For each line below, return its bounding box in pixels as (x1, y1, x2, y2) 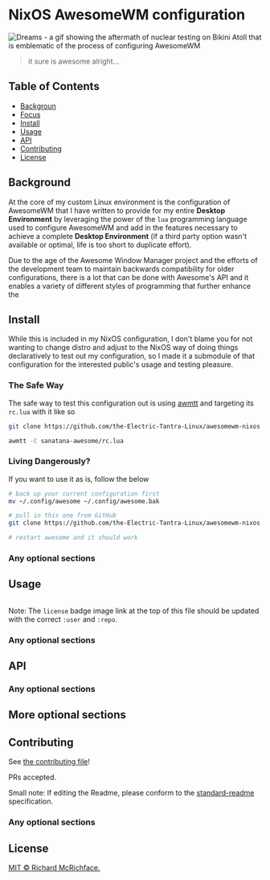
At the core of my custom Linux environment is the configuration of (8, 197, 231, 207)
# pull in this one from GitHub (8, 512, 117, 520)
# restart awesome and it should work (8, 533, 138, 542)
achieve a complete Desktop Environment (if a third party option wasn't (8, 231, 247, 241)
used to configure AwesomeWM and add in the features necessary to (8, 223, 239, 232)
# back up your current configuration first (8, 489, 160, 498)
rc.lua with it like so (8, 406, 76, 416)
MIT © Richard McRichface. (8, 863, 100, 872)
